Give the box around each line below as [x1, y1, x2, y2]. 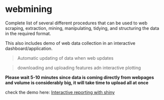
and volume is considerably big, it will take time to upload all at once [5, 80, 149, 86]
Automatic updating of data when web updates [17, 55, 114, 61]
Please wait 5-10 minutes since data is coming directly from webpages [5, 74, 154, 80]
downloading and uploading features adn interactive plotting [17, 65, 141, 71]
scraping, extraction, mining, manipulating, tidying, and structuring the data [5, 25, 160, 31]
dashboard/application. [5, 45, 53, 51]
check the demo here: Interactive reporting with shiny [5, 89, 115, 95]
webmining [5, 3, 53, 15]
